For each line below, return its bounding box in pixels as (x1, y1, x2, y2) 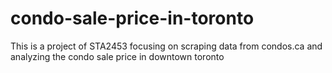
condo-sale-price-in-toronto (10, 7, 255, 30)
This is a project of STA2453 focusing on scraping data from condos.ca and (10, 40, 323, 52)
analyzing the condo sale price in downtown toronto (10, 50, 225, 62)
